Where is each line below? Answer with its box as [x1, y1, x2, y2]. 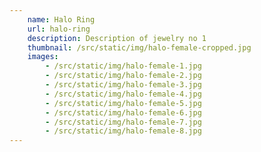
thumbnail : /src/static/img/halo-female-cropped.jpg [27, 42, 252, 53]
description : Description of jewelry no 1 [27, 33, 207, 43]
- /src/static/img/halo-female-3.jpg [45, 80, 202, 90]
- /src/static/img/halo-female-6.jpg [45, 107, 202, 118]
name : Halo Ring [27, 14, 96, 25]
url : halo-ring [27, 24, 91, 34]
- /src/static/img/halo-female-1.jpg [45, 61, 202, 71]
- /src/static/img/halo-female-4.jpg [45, 89, 202, 99]
